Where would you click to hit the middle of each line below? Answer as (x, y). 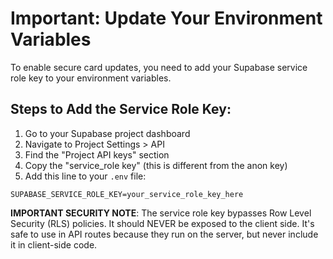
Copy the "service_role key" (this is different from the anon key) (156, 165)
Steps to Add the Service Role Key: (121, 109)
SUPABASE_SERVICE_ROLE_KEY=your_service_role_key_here (127, 194)
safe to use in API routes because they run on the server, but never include (164, 234)
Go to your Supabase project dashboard (107, 133)
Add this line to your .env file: (85, 176)
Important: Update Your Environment (166, 18)
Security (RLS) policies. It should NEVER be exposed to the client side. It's (162, 223)
